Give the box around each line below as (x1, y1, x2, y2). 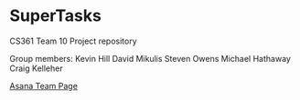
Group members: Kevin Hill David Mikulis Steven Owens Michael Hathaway (9, 53, 291, 64)
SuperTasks (9, 5, 102, 26)
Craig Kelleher (9, 63, 63, 74)
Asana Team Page (9, 80, 78, 91)
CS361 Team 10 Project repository (9, 35, 137, 46)
